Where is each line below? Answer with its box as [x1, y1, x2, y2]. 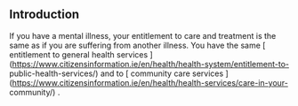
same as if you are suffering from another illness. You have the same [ [9, 40, 266, 50]
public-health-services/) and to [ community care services [9, 68, 224, 79]
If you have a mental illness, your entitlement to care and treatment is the [9, 30, 277, 41]
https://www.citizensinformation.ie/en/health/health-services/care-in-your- [12, 77, 289, 87]
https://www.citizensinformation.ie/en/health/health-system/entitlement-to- [12, 58, 289, 69]
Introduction [9, 7, 80, 22]
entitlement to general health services [9, 49, 149, 60]
